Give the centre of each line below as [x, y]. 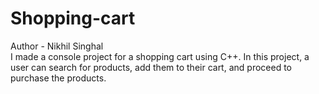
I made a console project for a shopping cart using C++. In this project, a [160, 56]
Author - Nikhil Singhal [57, 46]
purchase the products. [58, 78]
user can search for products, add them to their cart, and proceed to [151, 67]
